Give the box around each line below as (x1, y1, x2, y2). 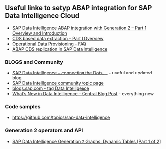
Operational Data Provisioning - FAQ (12, 41, 86, 47)
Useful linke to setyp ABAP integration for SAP (5, 4, 152, 12)
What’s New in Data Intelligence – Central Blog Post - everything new (12, 91, 154, 97)
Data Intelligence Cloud (5, 12, 80, 20)
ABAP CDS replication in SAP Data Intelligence (12, 46, 108, 52)
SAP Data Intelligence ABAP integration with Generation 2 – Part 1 (12, 25, 147, 31)
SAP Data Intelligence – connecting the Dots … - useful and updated (12, 70, 152, 76)
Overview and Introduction (12, 30, 67, 36)
